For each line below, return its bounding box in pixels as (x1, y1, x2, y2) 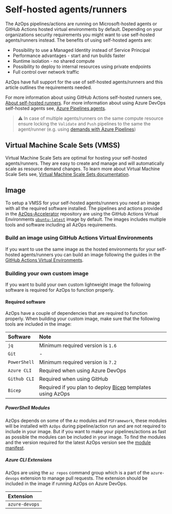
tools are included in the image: (5, 321, 72, 327)
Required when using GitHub (39, 376, 109, 383)
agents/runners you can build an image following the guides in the (21, 251, 161, 258)
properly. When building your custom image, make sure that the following (5, 315, 160, 322)
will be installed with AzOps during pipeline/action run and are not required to (5, 423, 166, 429)
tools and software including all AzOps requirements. (5, 221, 117, 227)
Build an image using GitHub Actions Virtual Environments (5, 234, 154, 241)
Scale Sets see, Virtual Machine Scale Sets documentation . (5, 171, 130, 177)
